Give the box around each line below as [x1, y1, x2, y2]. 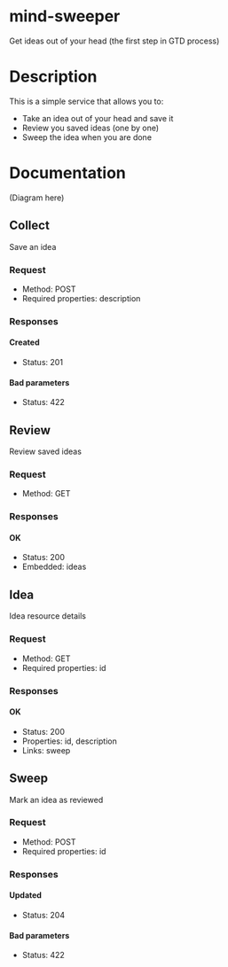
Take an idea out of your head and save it [21, 113, 174, 123]
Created [9, 337, 40, 347]
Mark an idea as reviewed [9, 794, 104, 805]
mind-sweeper [9, 6, 121, 27]
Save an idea [9, 241, 57, 252]
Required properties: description [21, 292, 141, 303]
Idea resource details [9, 611, 87, 621]
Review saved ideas [9, 446, 83, 457]
